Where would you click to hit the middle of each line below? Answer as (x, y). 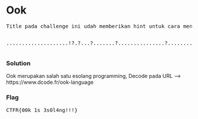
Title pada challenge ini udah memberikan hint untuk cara (93, 26)
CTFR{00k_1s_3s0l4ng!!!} (42, 110)
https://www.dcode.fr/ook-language (50, 82)
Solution (19, 63)
